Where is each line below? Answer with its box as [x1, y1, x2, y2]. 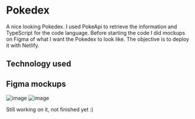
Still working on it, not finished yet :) [6, 106, 94, 113]
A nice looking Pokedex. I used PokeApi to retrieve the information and [6, 23, 177, 30]
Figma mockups [6, 79, 67, 89]
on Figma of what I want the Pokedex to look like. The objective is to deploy [6, 35, 190, 42]
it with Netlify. [6, 42, 40, 49]
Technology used [6, 59, 72, 69]
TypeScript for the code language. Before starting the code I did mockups [6, 29, 186, 36]
